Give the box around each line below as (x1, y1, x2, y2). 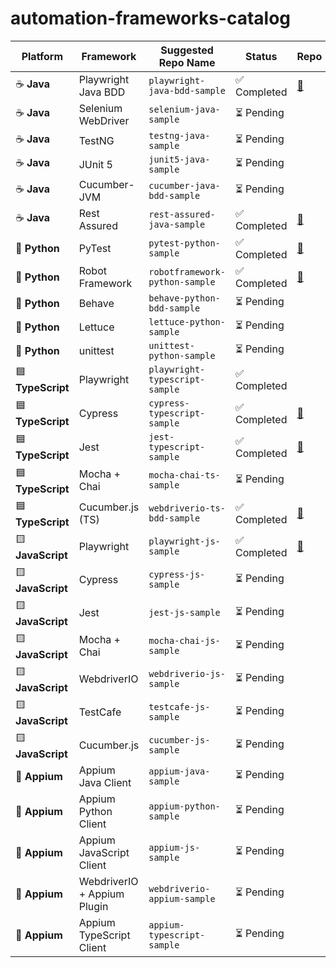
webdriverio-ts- (148, 503, 226, 514)
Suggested (160, 43, 214, 57)
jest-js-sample (148, 607, 221, 619)
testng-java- (148, 130, 211, 141)
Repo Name (158, 55, 216, 69)
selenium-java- (148, 103, 221, 115)
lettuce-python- (148, 316, 226, 327)
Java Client (78, 775, 132, 789)
